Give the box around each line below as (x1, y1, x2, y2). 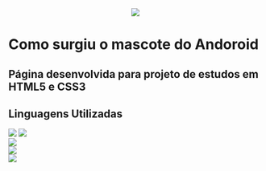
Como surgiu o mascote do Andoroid (8, 35, 260, 54)
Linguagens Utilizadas (8, 107, 123, 120)
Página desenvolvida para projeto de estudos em (8, 67, 260, 81)
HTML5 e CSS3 (8, 79, 86, 93)
